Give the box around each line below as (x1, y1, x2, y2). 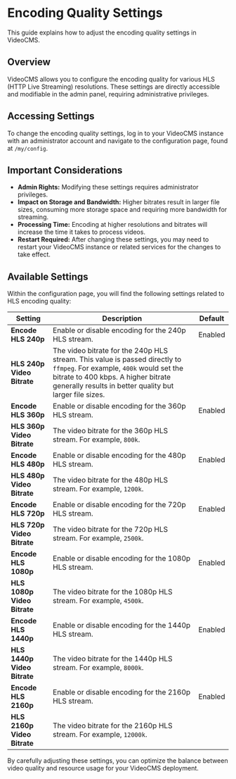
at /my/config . (7, 144, 48, 152)
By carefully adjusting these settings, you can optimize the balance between (7, 756, 228, 765)
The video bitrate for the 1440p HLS (52, 654, 173, 663)
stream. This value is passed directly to (52, 354, 182, 364)
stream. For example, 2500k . (52, 533, 144, 543)
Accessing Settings (7, 111, 95, 123)
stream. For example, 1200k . (52, 484, 144, 494)
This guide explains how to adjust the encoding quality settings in (7, 28, 197, 37)
